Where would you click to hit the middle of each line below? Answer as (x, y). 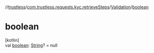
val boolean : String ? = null (31, 45)
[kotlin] (12, 40)
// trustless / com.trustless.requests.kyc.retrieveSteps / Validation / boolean (77, 7)
